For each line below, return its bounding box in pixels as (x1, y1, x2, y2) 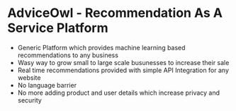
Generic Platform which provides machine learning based (17, 43, 186, 52)
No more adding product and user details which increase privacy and (17, 88, 220, 97)
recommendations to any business (17, 51, 119, 59)
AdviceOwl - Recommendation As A (7, 5, 223, 21)
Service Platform (7, 20, 108, 36)
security (17, 95, 43, 104)
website (17, 73, 41, 82)
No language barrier (17, 81, 77, 89)
